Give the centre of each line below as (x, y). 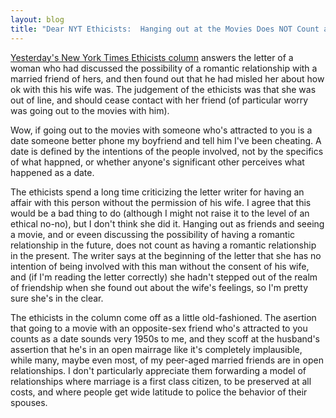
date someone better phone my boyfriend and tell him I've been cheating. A (166, 140)
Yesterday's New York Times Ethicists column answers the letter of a (152, 57)
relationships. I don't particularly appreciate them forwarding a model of (158, 370)
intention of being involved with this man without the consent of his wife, (160, 266)
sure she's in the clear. (57, 298)
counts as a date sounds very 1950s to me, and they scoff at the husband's (165, 338)
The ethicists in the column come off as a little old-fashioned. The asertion (163, 317)
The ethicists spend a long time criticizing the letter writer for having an (157, 192)
